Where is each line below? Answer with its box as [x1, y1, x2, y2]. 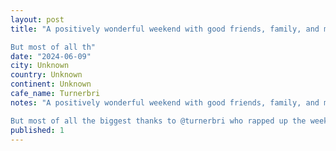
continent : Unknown [10, 79, 92, 90]
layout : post [10, 14, 65, 25]
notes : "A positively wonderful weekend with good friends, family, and [10, 97, 320, 108]
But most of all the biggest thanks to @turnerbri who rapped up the [10, 116, 307, 126]
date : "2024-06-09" [10, 51, 92, 61]
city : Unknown [10, 61, 70, 71]
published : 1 [10, 125, 65, 135]
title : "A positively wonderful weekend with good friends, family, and [10, 24, 320, 34]
